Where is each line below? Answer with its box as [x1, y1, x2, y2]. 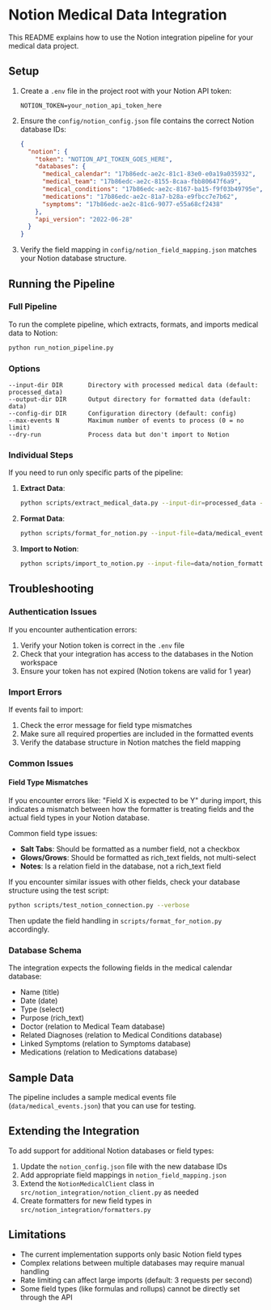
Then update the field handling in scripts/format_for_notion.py [8, 915, 222, 925]
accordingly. [8, 924, 50, 934]
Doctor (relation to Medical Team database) [19, 1021, 166, 1032]
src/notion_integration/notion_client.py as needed [19, 1187, 200, 1197]
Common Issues [8, 758, 74, 769]
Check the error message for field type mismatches [19, 720, 193, 729]
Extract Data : [19, 484, 66, 493]
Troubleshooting [8, 582, 95, 596]
